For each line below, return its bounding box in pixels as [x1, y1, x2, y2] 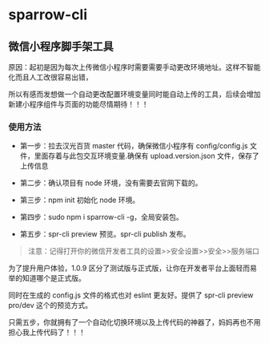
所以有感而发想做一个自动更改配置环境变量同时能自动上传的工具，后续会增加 [8, 90, 261, 99]
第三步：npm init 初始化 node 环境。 [19, 195, 140, 205]
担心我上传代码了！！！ [8, 327, 86, 338]
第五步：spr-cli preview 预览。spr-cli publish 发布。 [19, 229, 191, 239]
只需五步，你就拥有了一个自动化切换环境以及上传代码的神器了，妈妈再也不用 [8, 318, 261, 327]
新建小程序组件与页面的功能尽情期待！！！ [8, 99, 149, 109]
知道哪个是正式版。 [22, 273, 86, 283]
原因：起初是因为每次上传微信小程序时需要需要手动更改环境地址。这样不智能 [8, 63, 261, 71]
